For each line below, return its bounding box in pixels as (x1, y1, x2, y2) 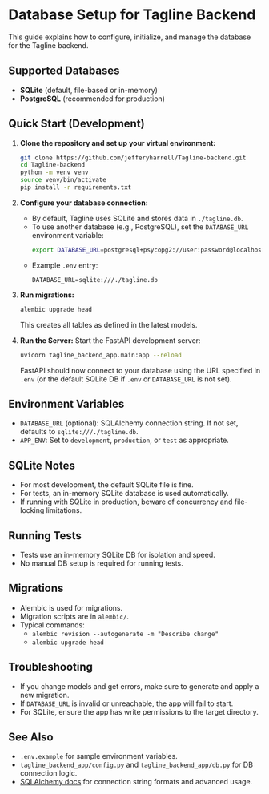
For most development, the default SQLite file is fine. (19, 480, 194, 490)
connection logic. (19, 768, 78, 778)
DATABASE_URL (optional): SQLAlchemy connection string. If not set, (19, 418, 239, 428)
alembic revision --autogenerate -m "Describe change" (31, 630, 219, 638)
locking (19, 506, 45, 515)
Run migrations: (19, 290, 74, 300)
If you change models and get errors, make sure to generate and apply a (19, 681, 259, 691)
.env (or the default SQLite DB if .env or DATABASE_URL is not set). (19, 374, 232, 384)
